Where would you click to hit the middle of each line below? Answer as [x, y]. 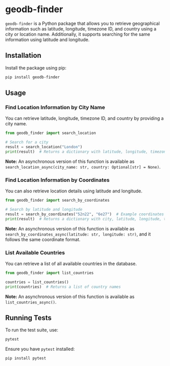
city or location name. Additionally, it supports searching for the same [78, 34]
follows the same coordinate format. [43, 239]
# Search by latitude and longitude [44, 209]
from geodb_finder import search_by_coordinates [57, 201]
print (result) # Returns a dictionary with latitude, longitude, [77, 152]
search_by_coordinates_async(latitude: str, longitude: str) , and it [78, 234]
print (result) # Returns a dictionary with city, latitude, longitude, [83, 219]
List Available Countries [35, 252]
